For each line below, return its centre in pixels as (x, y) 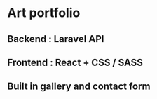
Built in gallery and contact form (79, 87)
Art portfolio (44, 13)
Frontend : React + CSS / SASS (75, 62)
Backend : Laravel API (56, 39)
